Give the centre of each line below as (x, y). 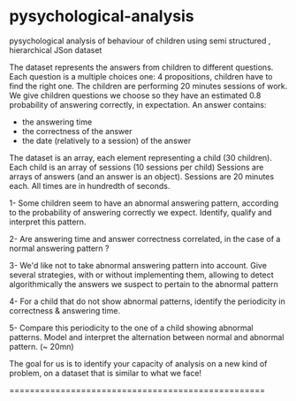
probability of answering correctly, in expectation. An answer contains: (138, 104)
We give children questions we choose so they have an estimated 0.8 (135, 95)
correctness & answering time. (65, 310)
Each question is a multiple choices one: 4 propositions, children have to (141, 76)
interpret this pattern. (48, 222)
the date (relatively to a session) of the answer (106, 140)
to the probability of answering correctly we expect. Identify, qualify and (140, 212)
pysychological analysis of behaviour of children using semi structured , (140, 41)
